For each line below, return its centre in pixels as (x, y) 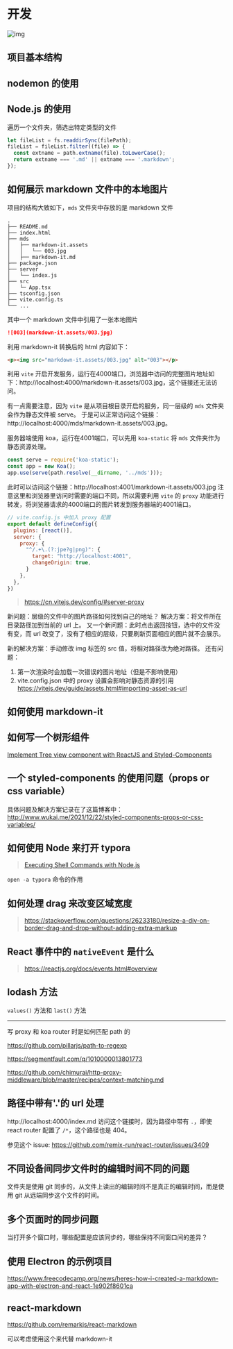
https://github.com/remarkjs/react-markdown (72, 1324)
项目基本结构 (35, 57)
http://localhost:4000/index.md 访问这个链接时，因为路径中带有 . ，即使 (110, 1121)
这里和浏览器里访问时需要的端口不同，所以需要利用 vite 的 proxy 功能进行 (119, 496)
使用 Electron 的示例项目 (60, 1261)
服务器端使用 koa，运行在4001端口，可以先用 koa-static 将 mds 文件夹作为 (114, 438)
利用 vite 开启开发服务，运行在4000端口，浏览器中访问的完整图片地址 (108, 374)
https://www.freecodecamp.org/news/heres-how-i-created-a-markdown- (113, 1279)
